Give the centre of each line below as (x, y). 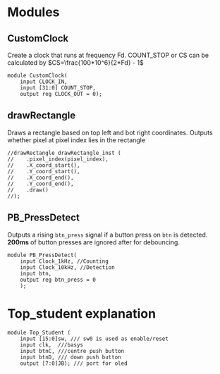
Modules (33, 12)
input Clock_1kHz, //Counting (65, 261)
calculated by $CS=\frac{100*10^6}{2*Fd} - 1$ (75, 63)
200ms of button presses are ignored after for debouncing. (93, 242)
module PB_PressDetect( (42, 255)
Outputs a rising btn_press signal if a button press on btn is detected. (108, 235)
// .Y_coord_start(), (44, 171)
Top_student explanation (82, 313)
